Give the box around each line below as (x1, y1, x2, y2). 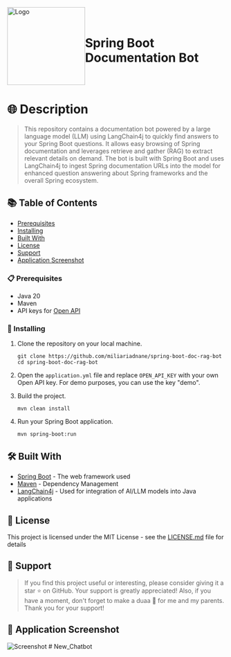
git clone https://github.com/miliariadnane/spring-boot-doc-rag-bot (17, 353, 223, 360)
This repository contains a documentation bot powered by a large (24, 125, 211, 133)
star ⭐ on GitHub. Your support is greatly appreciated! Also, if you (24, 586, 211, 595)
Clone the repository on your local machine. (17, 339, 142, 348)
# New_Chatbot (48, 642, 93, 650)
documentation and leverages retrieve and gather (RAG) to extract (24, 147, 213, 155)
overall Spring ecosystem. (24, 176, 99, 184)
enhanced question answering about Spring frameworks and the (24, 169, 208, 177)
